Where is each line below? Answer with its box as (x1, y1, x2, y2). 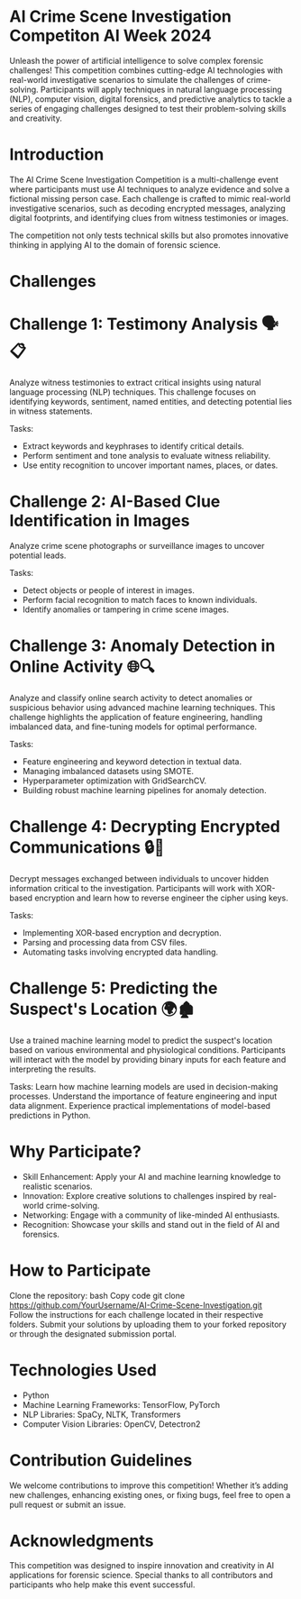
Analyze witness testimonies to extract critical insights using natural (9, 377, 261, 388)
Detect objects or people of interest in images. (22, 584, 196, 596)
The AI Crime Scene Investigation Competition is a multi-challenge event (9, 174, 279, 185)
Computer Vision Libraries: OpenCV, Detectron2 (22, 1418, 201, 1430)
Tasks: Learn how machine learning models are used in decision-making (9, 1081, 278, 1092)
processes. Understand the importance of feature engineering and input (9, 1091, 278, 1101)
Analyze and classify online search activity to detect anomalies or (9, 692, 253, 703)
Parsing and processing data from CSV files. (22, 937, 187, 947)
